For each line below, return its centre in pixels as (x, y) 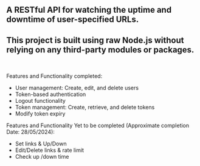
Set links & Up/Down (41, 144)
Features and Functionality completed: (54, 76)
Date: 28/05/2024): (30, 132)
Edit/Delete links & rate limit (49, 150)
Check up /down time (42, 157)
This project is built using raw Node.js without (95, 40)
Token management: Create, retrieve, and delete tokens (85, 107)
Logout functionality (40, 101)
